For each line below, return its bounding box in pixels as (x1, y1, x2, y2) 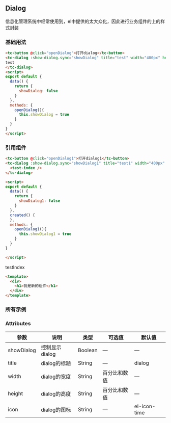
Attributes (5, 320, 31, 327)
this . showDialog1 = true (18, 231, 72, 236)
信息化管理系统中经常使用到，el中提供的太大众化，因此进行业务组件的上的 (5, 18, 161, 24)
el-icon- (134, 403, 156, 410)
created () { (10, 213, 36, 218)
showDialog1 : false (18, 198, 60, 203)
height (8, 390, 23, 397)
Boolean (78, 347, 98, 354)
